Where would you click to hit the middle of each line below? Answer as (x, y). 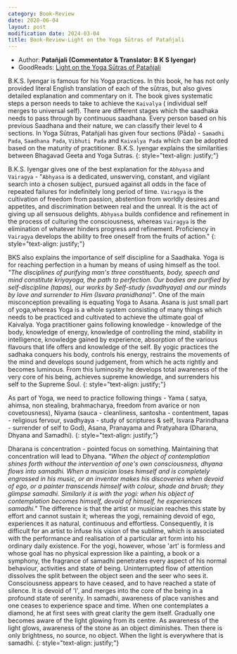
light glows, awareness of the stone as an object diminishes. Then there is (115, 628)
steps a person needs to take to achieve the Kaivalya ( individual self (108, 103)
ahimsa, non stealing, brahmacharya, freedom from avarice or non (104, 405)
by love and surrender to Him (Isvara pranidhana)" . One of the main (106, 295)
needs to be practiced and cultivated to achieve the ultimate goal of (106, 318)
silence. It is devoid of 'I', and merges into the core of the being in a (105, 591)
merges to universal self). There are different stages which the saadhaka (113, 111)
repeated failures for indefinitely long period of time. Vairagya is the (106, 192)
